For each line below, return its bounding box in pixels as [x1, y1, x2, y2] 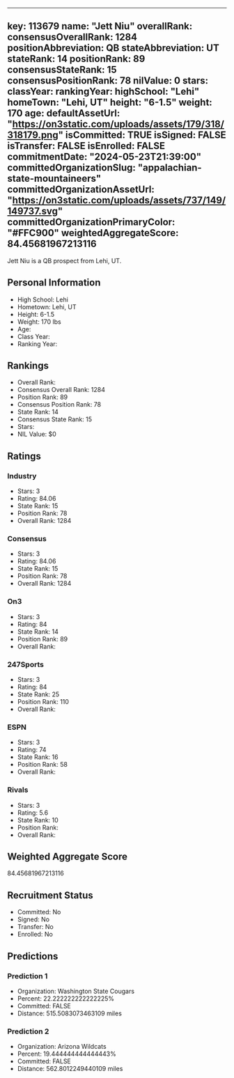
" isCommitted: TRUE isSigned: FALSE [58, 130, 226, 141]
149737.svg [7, 205, 58, 217]
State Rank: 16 [17, 753, 58, 761]
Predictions [7, 950, 58, 962]
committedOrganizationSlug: [7, 162, 136, 174]
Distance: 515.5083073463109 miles [17, 1009, 122, 1017]
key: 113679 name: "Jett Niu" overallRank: [7, 20, 193, 32]
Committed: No [17, 908, 61, 916]
